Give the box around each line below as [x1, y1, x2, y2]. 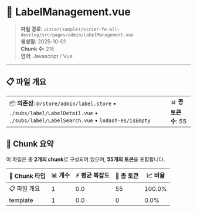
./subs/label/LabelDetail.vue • [9, 109, 98, 117]
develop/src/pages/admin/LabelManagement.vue [20, 32, 134, 38]
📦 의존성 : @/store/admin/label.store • [9, 99, 117, 107]
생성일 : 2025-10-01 [20, 38, 66, 45]
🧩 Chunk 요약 [6, 139, 54, 149]
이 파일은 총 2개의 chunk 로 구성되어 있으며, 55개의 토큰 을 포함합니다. [6, 156, 165, 163]
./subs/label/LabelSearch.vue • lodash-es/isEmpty [9, 116, 151, 124]
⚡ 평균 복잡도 [75, 171, 110, 179]
